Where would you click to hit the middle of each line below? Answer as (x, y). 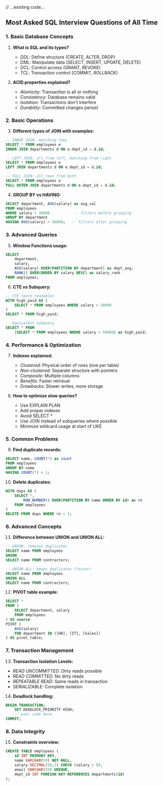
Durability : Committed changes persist (59, 107)
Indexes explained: (33, 356)
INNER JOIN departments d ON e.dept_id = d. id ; (55, 149)
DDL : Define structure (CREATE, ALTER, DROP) (67, 57)
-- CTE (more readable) (30, 296)
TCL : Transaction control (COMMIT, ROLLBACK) (69, 72)
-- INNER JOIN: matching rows (37, 140)
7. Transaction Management (40, 650)
